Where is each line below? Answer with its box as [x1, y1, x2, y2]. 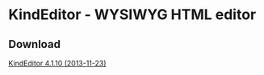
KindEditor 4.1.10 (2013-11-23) [8, 58, 107, 68]
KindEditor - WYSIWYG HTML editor [8, 6, 257, 24]
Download [8, 37, 61, 51]
